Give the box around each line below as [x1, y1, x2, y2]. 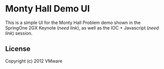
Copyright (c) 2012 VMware [5, 58, 63, 64]
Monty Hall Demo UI [5, 3, 90, 14]
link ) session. [5, 30, 33, 36]
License [5, 44, 31, 53]
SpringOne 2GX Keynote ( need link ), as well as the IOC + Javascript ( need [5, 24, 159, 30]
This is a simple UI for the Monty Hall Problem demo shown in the [5, 19, 141, 25]
